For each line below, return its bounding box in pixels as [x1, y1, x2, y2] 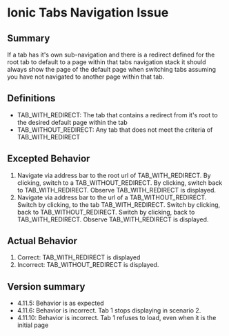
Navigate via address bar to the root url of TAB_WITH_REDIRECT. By [17, 171, 212, 179]
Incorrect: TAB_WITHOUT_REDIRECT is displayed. [17, 261, 159, 269]
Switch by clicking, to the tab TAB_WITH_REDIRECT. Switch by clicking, [17, 200, 221, 208]
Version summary [7, 281, 86, 293]
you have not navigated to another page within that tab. [7, 72, 165, 81]
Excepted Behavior [7, 153, 90, 165]
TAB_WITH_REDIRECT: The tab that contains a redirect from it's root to [17, 110, 219, 119]
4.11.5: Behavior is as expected [17, 299, 105, 308]
